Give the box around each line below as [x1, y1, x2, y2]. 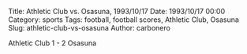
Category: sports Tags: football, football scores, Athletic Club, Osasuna [8, 15, 239, 24]
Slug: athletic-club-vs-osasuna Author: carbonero [8, 23, 171, 32]
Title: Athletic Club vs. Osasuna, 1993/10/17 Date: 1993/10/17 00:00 [8, 7, 226, 16]
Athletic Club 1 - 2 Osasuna [8, 38, 97, 48]
